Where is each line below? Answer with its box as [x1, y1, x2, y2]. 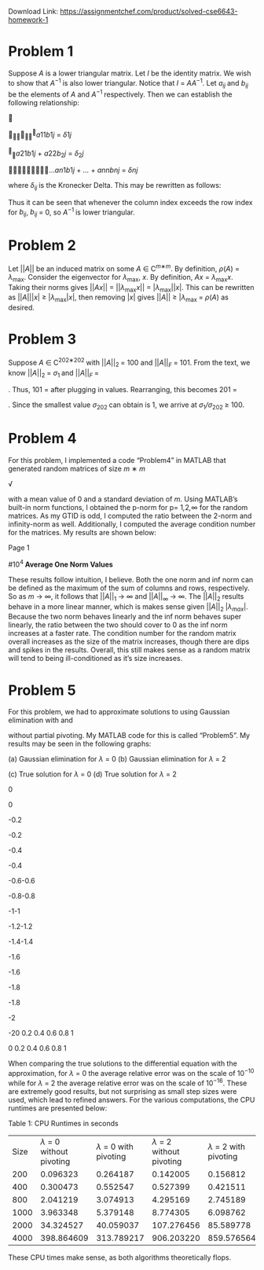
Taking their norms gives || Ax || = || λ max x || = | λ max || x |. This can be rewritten [8, 282, 255, 294]
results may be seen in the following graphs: [8, 739, 152, 749]
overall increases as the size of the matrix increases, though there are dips [8, 637, 250, 647]
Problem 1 [8, 42, 74, 61]
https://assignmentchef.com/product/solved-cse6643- [60, 7, 238, 16]
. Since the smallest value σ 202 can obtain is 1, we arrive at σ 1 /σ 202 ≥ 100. [8, 400, 245, 412]
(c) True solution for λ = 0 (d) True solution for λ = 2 [8, 769, 177, 779]
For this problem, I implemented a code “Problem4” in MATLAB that [8, 456, 226, 465]
